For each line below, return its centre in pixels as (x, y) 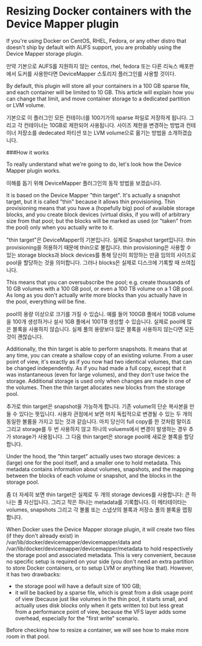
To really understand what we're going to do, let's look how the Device (94, 164)
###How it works (28, 152)
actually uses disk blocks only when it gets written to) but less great (99, 605)
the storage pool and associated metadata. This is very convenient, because (101, 555)
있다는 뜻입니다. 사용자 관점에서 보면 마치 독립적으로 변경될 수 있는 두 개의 (106, 414)
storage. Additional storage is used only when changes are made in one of (99, 381)
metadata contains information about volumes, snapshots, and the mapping (100, 469)
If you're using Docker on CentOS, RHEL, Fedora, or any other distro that (96, 41)
